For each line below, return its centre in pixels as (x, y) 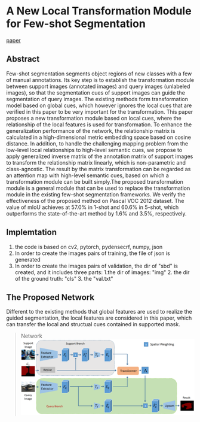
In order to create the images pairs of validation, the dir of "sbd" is (96, 266)
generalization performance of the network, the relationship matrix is (91, 130)
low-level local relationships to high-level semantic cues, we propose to (94, 150)
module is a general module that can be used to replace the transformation (98, 188)
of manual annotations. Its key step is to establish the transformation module (100, 80)
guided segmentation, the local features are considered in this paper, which (99, 318)
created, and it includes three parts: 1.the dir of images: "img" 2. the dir (102, 272)
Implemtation (31, 233)
